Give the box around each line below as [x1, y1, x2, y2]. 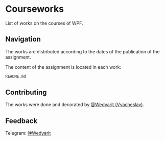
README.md [5, 74, 27, 79]
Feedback [5, 116, 38, 125]
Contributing [5, 88, 47, 97]
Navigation [5, 35, 41, 44]
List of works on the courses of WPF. [5, 20, 83, 26]
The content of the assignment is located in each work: [5, 64, 122, 70]
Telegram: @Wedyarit [5, 130, 51, 136]
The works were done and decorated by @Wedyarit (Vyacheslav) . [5, 102, 145, 108]
